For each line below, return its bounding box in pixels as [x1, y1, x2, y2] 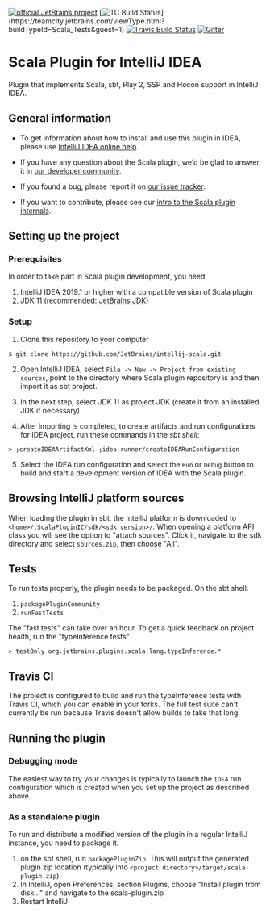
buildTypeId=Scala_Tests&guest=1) [8, 25, 125, 34]
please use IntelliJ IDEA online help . [19, 141, 139, 151]
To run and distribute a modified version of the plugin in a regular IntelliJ [8, 830, 248, 840]
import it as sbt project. [19, 381, 98, 391]
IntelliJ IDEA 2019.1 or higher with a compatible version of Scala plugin [19, 287, 254, 297]
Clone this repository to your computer [19, 334, 149, 344]
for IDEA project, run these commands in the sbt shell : [19, 429, 200, 439]
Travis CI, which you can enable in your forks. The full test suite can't [8, 699, 239, 710]
